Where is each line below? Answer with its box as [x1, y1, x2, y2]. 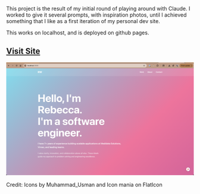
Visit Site [6, 46, 40, 56]
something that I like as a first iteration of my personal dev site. [6, 18, 161, 24]
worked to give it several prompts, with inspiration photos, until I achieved [6, 11, 187, 18]
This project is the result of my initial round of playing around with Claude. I [6, 5, 190, 12]
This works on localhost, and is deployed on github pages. [6, 29, 149, 36]
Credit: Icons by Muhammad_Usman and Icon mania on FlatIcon [6, 181, 162, 189]
